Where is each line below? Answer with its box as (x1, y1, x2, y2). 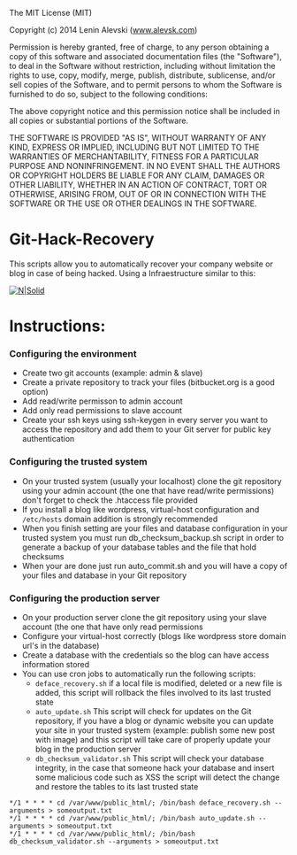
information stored (21, 659, 90, 670)
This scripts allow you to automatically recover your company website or (9, 258, 274, 269)
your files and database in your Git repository (21, 570, 187, 581)
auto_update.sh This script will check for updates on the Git (34, 706, 252, 717)
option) (21, 387, 49, 397)
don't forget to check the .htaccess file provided (21, 495, 199, 505)
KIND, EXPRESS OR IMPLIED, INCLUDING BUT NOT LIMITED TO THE (9, 142, 260, 152)
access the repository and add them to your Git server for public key (21, 424, 271, 435)
